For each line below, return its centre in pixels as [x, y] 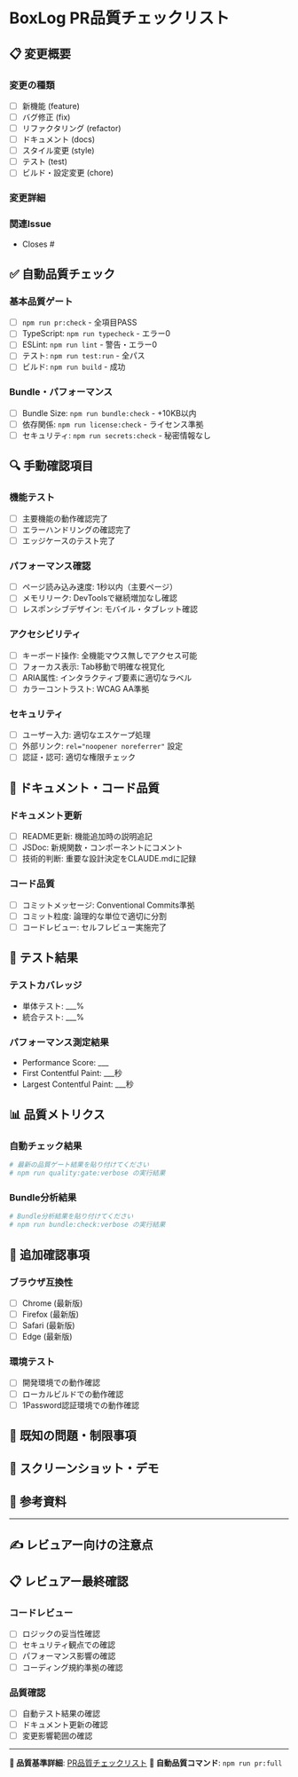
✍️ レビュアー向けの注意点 [81, 1545]
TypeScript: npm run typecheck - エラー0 [96, 334]
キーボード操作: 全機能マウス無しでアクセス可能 [110, 655]
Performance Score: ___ [65, 1062]
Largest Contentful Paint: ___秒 [78, 1084]
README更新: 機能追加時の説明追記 [87, 837]
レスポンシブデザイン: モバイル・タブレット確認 [110, 609]
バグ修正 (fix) [46, 117]
